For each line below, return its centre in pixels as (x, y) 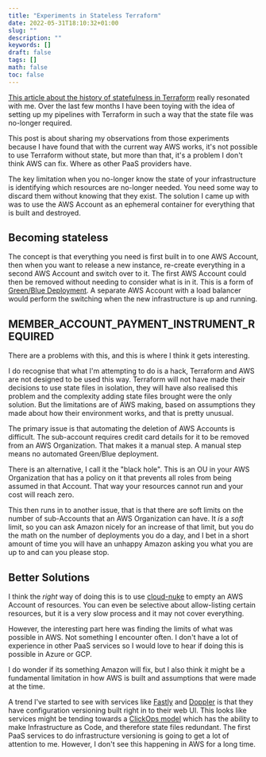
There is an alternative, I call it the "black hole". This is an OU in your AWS (129, 469)
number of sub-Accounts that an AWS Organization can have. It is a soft (126, 518)
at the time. (27, 687)
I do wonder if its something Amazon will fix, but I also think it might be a (127, 670)
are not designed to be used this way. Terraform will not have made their (127, 379)
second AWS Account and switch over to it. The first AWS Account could (127, 274)
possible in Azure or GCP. (50, 654)
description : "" (35, 38)
